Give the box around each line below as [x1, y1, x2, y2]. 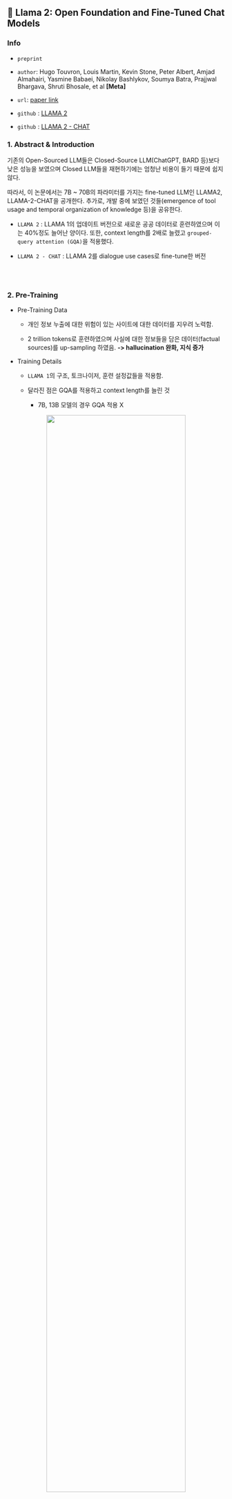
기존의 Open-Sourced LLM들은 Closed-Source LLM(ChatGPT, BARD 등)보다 [7, 156, 220, 164]
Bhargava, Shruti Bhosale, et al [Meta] [17, 82, 126, 90]
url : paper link [17, 95, 59, 104]
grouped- [187, 229, 213, 237]
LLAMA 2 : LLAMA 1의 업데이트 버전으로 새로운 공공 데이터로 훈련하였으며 [17, 220, 213, 228]
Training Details [17, 357, 62, 366]
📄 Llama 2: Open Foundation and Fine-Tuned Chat [7, 7, 225, 19]
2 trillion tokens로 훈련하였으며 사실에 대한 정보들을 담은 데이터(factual [27, 335, 220, 343]
